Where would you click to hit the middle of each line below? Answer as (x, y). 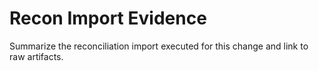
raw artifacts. (36, 56)
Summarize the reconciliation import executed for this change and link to (159, 46)
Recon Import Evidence (108, 18)
